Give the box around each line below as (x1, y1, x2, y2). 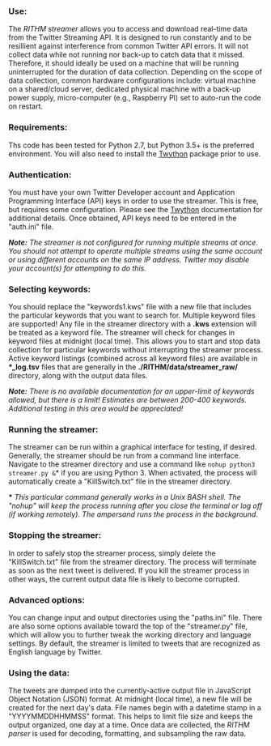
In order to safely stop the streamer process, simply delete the (8, 548, 216, 558)
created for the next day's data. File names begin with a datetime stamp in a (8, 703, 261, 713)
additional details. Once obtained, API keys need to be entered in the (8, 213, 237, 223)
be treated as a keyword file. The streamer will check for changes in (8, 328, 235, 338)
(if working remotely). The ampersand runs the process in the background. (8, 509, 259, 519)
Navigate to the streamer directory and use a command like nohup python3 (8, 459, 256, 469)
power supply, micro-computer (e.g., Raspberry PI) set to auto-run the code (8, 93, 261, 103)
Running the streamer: (8, 424, 99, 435)
